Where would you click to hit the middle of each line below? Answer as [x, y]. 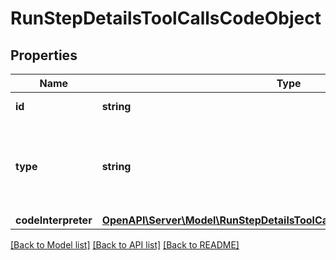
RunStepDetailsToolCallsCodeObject [166, 18]
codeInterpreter [54, 220]
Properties [44, 55]
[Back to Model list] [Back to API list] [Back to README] [125, 245]
